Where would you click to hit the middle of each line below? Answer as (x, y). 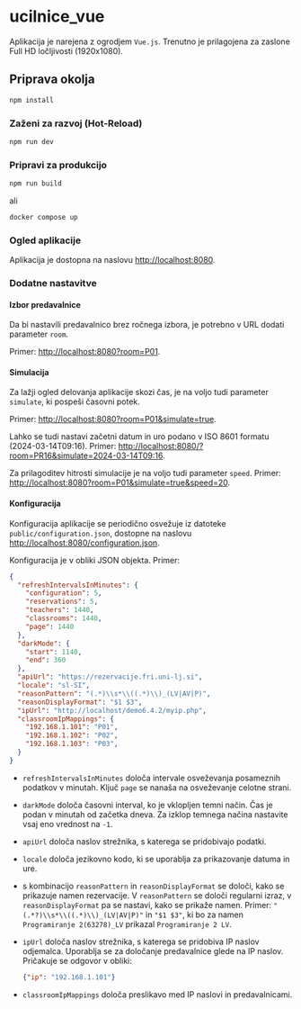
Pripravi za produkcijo (58, 165)
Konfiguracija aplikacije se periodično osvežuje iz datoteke (118, 523)
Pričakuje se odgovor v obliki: (77, 960)
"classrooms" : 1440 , (64, 618)
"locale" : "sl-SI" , (54, 686)
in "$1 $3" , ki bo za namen (195, 914)
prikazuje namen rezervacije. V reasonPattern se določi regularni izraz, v (157, 895)
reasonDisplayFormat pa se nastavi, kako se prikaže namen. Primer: (147, 905)
